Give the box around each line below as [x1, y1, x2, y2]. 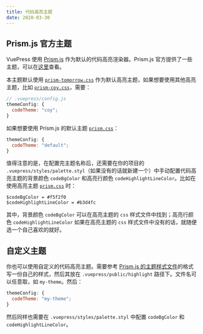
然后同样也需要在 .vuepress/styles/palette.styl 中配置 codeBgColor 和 [6, 313, 185, 320]
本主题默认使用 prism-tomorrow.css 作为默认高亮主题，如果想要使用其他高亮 [6, 76, 196, 84]
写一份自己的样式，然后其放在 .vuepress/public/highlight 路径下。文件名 [6, 270, 192, 278]
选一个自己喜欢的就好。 [6, 226, 65, 233]
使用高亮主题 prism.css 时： [6, 182, 77, 190]
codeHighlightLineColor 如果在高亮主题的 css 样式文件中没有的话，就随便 [13, 219, 197, 226]
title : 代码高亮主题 [6, 8, 53, 15]
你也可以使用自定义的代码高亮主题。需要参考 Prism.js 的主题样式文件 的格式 [6, 263, 194, 270]
